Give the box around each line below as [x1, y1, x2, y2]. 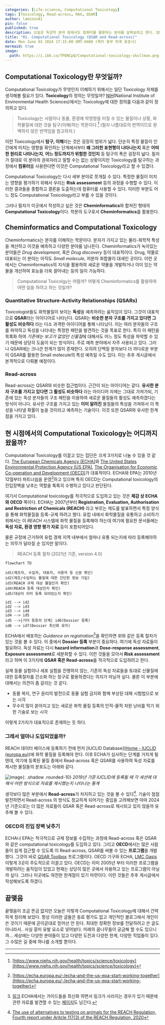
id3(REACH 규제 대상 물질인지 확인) [5, 581, 70, 585]
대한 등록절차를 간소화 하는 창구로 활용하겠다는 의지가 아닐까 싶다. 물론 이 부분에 [5, 674, 159, 680]
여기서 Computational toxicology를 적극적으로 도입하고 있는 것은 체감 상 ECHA [5, 493, 158, 499]
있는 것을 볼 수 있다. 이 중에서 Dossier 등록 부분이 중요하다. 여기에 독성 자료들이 [5, 639, 158, 645]
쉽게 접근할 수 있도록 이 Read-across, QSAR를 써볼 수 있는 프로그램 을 [14, 847, 149, 853]
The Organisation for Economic [94, 464, 158, 470]
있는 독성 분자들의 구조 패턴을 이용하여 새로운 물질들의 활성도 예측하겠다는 [14, 395, 156, 401]
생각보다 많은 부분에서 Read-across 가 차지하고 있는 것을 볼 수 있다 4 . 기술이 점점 [5, 790, 160, 797]
